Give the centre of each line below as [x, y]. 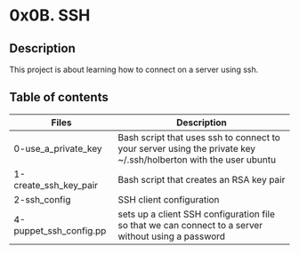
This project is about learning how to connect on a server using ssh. [134, 69]
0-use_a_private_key [58, 148]
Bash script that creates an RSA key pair [202, 179]
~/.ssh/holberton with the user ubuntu [197, 159]
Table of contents [59, 97]
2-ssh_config [42, 199]
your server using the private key [187, 148]
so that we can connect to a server [190, 225]
